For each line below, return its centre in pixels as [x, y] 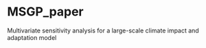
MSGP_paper [45, 12]
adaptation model [32, 37]
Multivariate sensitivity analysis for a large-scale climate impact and [103, 30]
